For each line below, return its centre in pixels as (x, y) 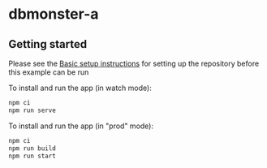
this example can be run (49, 72)
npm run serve (32, 110)
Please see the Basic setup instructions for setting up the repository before (134, 63)
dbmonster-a (54, 14)
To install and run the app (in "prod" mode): (81, 126)
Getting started (48, 44)
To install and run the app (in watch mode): (80, 88)
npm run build (32, 148)
